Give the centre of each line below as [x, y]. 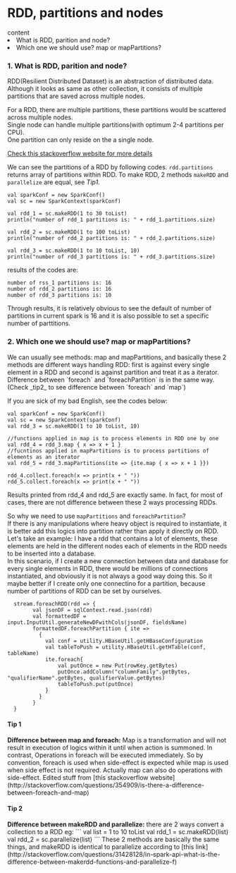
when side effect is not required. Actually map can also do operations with [115, 770]
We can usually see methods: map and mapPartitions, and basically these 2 [117, 357]
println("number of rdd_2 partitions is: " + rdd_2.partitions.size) [112, 239]
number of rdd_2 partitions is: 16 [60, 289]
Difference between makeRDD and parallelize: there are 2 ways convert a [116, 824]
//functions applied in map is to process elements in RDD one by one [113, 438]
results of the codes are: [43, 270]
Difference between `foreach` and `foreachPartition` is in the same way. [111, 380]
